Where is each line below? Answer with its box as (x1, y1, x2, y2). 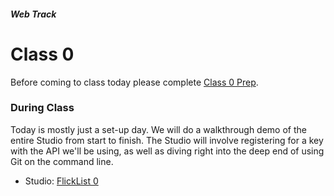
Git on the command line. (10, 155, 114, 167)
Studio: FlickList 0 (24, 175, 99, 187)
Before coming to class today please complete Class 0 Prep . (10, 76, 259, 88)
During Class (10, 101, 75, 115)
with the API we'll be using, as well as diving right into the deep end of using (10, 145, 325, 157)
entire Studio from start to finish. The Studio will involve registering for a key (10, 134, 324, 146)
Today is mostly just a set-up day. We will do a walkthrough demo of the (10, 123, 307, 135)
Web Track (10, 8, 57, 20)
